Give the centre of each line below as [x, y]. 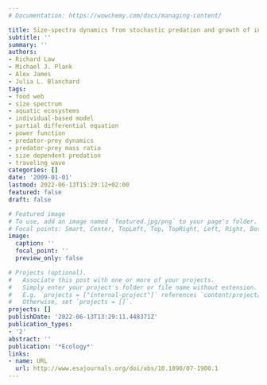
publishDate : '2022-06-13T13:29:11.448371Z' [83, 317]
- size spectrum [35, 104]
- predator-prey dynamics [51, 141]
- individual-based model [51, 119]
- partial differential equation [64, 126]
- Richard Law [32, 60]
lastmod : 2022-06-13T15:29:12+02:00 [69, 185]
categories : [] [33, 170]
